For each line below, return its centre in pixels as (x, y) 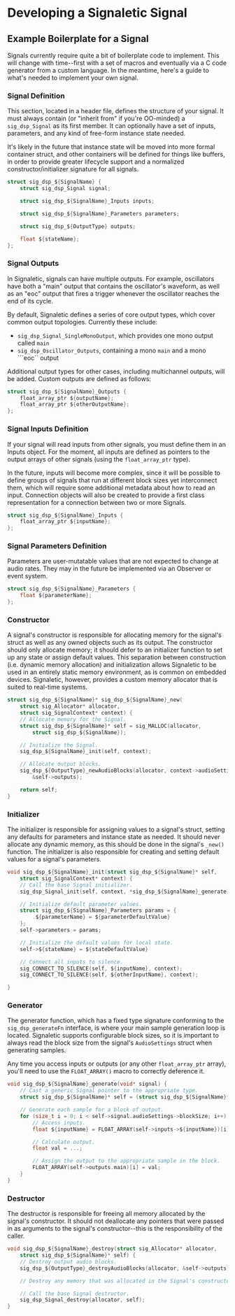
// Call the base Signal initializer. (76, 885)
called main (33, 343)
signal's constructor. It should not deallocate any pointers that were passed (116, 1221)
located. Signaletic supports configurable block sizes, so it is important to (113, 1036)
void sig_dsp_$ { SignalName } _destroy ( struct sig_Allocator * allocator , (112, 1249)
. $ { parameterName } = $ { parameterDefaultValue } (101, 917)
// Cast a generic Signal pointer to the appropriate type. (109, 1091)
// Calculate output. (64, 1142)
